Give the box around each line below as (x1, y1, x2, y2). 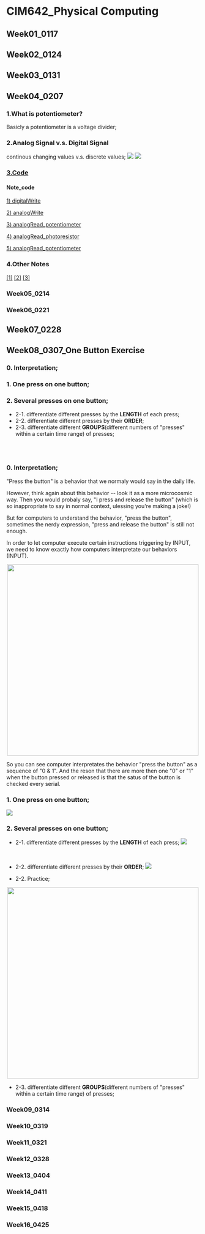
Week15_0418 (6, 1204, 48, 1213)
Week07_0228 (6, 324, 62, 335)
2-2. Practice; (15, 875, 50, 883)
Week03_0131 (6, 70, 61, 81)
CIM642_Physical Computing (6, 4, 159, 18)
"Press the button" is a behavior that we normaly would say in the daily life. (6, 477, 196, 485)
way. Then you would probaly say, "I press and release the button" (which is (6, 496, 198, 503)
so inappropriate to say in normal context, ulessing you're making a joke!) (6, 502, 192, 509)
